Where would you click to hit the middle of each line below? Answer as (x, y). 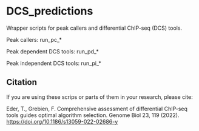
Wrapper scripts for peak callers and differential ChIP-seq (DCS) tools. (94, 28)
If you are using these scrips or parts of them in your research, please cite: (99, 97)
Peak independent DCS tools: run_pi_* (54, 63)
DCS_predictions (50, 11)
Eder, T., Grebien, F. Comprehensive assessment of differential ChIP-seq (97, 109)
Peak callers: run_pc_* (34, 39)
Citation (22, 82)
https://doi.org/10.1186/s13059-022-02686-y (62, 121)
